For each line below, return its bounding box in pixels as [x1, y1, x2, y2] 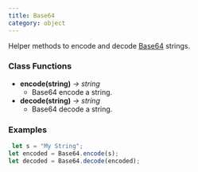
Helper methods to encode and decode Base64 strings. [8, 41, 191, 50]
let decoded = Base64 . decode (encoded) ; [8, 157, 141, 165]
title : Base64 [8, 11, 56, 20]
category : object [8, 19, 66, 27]
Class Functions [8, 61, 72, 72]
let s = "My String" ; [11, 143, 83, 150]
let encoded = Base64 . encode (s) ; [8, 149, 119, 158]
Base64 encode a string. [31, 87, 113, 96]
